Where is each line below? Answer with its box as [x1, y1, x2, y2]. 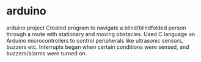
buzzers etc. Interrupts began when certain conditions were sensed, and [6, 43, 189, 51]
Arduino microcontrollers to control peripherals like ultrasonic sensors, [6, 37, 184, 44]
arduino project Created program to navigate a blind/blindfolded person [6, 24, 186, 31]
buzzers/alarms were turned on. [6, 49, 87, 57]
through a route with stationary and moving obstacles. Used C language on [6, 30, 196, 37]
